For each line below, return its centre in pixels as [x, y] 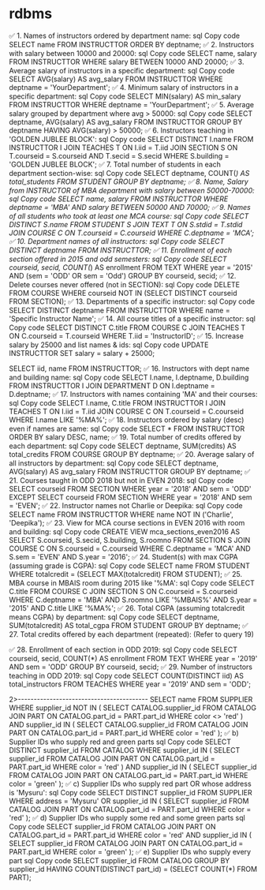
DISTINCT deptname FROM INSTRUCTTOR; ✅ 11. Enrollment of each [120, 250]
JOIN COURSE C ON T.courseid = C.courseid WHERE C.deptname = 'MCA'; [132, 233]
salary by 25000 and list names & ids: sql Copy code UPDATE [109, 345]
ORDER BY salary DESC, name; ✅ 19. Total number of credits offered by [125, 437]
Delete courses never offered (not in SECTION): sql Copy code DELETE [125, 284]
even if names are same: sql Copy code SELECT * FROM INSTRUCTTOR [127, 428]
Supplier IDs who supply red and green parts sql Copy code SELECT [120, 742]
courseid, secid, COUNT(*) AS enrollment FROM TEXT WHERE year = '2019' [133, 658]
